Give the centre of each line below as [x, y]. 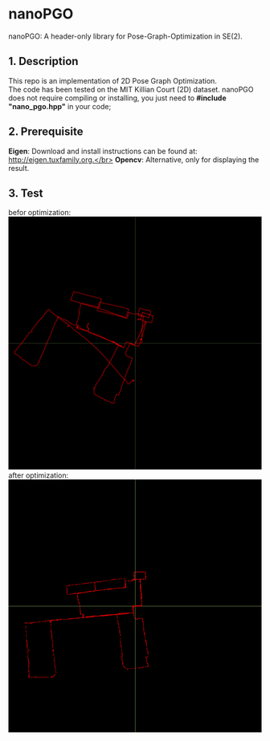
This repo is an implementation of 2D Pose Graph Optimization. [112, 80]
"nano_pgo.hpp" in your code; [60, 106]
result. [19, 168]
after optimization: [39, 475]
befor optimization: [39, 213]
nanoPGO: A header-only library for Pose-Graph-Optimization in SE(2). [125, 36]
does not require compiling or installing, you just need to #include [117, 98]
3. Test [26, 193]
